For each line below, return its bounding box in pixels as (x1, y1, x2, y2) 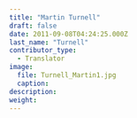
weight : (9, 95, 38, 105)
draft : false (9, 21, 57, 30)
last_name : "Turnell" (9, 37, 89, 47)
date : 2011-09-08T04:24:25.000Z (9, 29, 128, 38)
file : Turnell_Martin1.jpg (17, 71, 117, 80)
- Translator (17, 54, 65, 63)
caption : (17, 79, 49, 88)
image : (9, 63, 34, 72)
